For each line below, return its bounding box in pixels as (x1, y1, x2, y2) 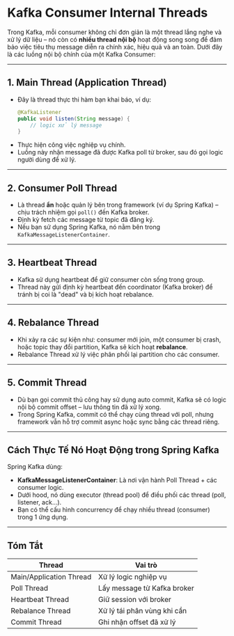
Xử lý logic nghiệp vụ (98, 572, 167, 582)
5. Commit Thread (7, 377, 87, 389)
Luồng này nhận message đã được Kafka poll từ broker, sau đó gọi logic (17, 148, 224, 157)
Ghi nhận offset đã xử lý (98, 617, 176, 627)
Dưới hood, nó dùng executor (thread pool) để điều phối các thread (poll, (17, 491, 226, 499)
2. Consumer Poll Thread (7, 182, 118, 194)
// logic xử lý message (30, 122, 102, 129)
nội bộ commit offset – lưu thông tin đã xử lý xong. (17, 402, 162, 411)
